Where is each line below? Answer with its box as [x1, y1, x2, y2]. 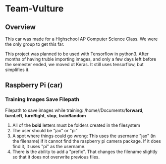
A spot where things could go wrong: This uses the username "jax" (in [12, 133, 156, 139]
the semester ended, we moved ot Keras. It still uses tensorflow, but [5, 62, 144, 67]
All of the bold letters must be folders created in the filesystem [12, 122, 140, 128]
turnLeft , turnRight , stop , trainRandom [5, 112, 86, 118]
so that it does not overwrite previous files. [12, 154, 100, 160]
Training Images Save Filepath [5, 96, 79, 103]
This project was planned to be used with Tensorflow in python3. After [5, 51, 149, 57]
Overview [5, 23, 36, 31]
